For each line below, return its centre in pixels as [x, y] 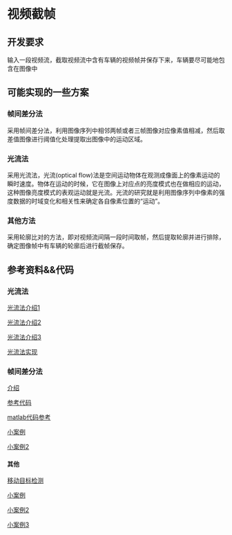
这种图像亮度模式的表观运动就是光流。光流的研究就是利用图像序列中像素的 [113, 192]
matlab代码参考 [29, 417]
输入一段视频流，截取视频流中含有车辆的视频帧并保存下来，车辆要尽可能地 [113, 60]
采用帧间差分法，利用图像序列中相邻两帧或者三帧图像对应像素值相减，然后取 [116, 130]
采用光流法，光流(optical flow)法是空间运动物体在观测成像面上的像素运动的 [114, 175]
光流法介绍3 [24, 337]
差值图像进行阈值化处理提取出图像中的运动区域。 [77, 139]
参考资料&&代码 [41, 270]
